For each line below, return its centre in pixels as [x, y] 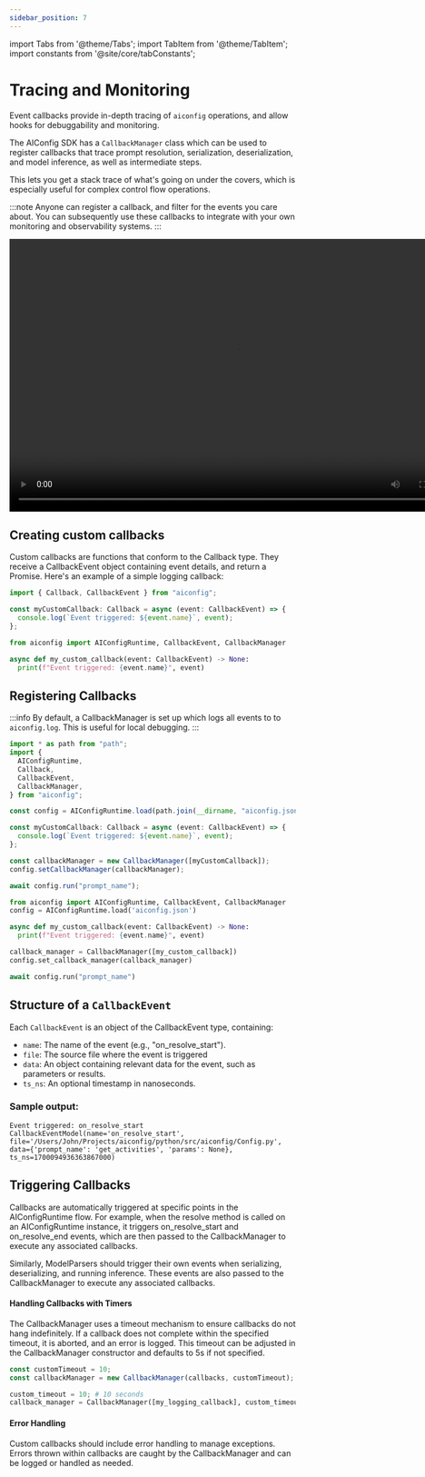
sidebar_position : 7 [49, 18]
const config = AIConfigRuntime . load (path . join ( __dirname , [124, 811]
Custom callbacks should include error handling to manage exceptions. [143, 1443]
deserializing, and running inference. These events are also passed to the [147, 1272]
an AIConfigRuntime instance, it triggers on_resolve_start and [124, 1226]
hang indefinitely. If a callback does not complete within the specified [139, 1333]
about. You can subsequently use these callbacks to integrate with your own [152, 216]
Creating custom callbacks [87, 535]
